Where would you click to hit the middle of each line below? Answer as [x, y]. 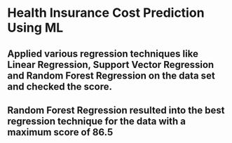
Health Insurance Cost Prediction [106, 13]
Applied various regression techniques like [103, 54]
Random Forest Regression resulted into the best [116, 110]
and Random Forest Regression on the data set [111, 75]
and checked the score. [60, 87]
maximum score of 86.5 [60, 132]
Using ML [35, 28]
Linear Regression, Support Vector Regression [111, 64]
